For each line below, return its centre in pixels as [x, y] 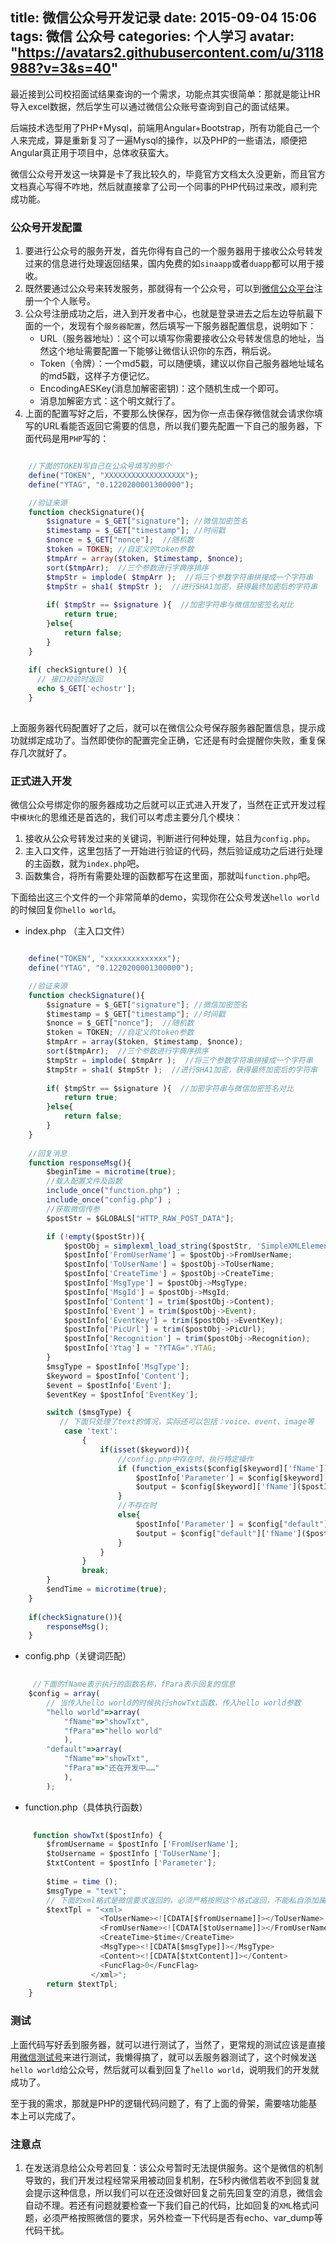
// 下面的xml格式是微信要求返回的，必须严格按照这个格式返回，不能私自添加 [182, 1900]
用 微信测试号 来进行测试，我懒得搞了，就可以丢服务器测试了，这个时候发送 [163, 2057]
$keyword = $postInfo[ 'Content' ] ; [118, 1376]
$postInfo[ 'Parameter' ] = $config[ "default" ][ [234, 1524]
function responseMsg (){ [80, 1163]
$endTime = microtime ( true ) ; [107, 1589]
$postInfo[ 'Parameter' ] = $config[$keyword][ [232, 1478]
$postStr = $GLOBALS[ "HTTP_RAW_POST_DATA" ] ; [140, 1218]
